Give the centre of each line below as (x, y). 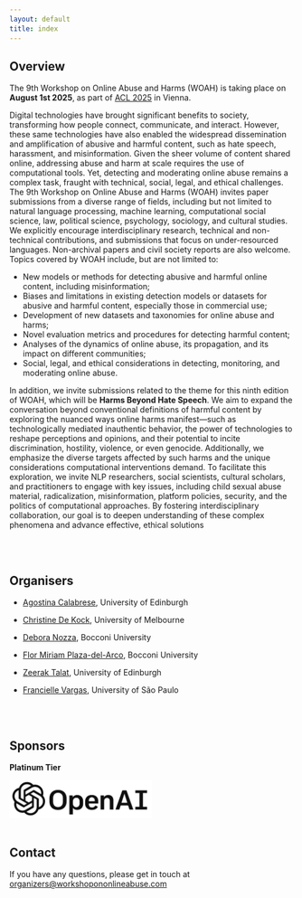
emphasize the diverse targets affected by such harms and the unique (140, 458)
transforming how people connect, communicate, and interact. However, (144, 125)
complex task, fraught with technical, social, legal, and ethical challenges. (146, 183)
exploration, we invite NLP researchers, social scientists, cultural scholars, (148, 477)
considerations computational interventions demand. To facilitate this (138, 468)
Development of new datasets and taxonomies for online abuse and (148, 316)
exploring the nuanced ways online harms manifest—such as (123, 420)
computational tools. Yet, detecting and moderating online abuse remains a (149, 173)
